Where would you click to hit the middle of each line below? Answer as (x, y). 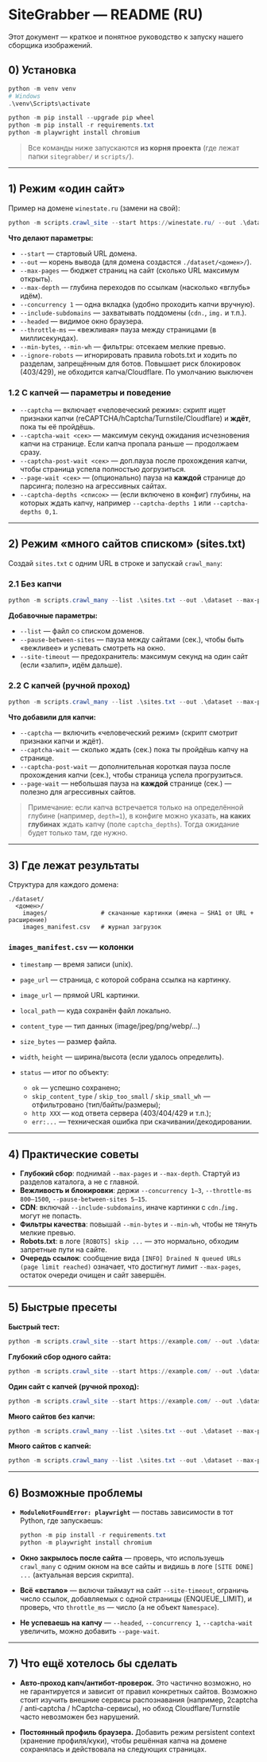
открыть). (36, 279)
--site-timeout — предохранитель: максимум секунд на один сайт (134, 656)
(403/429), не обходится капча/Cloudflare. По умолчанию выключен (136, 371)
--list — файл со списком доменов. (82, 630)
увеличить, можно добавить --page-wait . (90, 1631)
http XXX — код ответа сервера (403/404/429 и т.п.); (122, 1113)
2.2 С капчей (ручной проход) (70, 685)
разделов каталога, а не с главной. (79, 1182)
